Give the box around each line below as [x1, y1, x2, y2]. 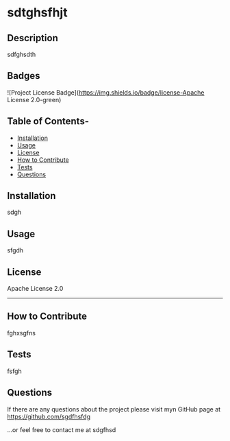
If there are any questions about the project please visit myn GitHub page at [7, 405, 221, 413]
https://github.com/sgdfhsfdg [7, 412, 91, 420]
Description [7, 32, 58, 44]
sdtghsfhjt [7, 5, 68, 21]
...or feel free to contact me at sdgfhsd [7, 425, 116, 433]
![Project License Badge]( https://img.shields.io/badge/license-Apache [7, 88, 205, 97]
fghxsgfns [7, 329, 36, 337]
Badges [7, 70, 40, 82]
